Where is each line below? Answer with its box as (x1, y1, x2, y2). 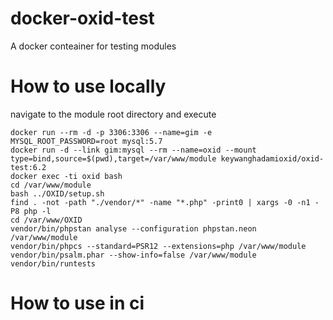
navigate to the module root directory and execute (10, 108, 217, 120)
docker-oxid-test (10, 7, 155, 30)
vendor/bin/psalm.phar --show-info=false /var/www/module (10, 250, 257, 260)
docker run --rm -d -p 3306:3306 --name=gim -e (10, 127, 213, 137)
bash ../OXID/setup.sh (10, 188, 105, 199)
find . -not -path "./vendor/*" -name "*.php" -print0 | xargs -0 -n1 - (10, 197, 320, 207)
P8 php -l (10, 206, 52, 216)
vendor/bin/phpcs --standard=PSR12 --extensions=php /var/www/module (10, 241, 307, 251)
